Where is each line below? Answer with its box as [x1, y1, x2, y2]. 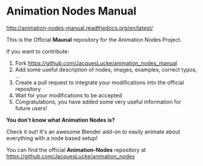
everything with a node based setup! [6, 134, 98, 142]
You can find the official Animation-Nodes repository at [6, 146, 147, 153]
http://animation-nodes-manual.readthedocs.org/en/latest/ [6, 24, 153, 32]
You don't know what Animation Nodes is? [6, 116, 115, 124]
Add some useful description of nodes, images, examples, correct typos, [15, 65, 198, 73]
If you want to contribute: [6, 47, 70, 55]
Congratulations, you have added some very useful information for [15, 98, 182, 105]
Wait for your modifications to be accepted [15, 91, 122, 99]
